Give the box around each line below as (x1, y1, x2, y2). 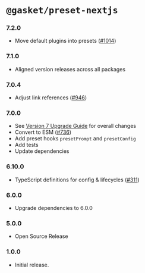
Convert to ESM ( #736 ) (14, 128, 72, 136)
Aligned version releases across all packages (14, 65, 126, 73)
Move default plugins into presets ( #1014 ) (14, 37, 116, 45)
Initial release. (14, 261, 49, 268)
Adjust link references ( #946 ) (14, 94, 87, 101)
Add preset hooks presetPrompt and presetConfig (14, 135, 136, 142)
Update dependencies (14, 148, 70, 155)
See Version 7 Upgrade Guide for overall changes (14, 123, 137, 130)
